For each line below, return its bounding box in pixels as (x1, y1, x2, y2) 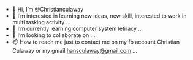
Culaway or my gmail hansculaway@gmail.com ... (12, 47, 138, 54)
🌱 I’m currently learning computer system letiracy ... (12, 25, 143, 32)
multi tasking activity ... (12, 19, 71, 25)
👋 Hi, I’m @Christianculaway (12, 6, 84, 13)
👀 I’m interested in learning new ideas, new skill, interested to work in (12, 12, 187, 19)
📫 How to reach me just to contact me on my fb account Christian (12, 38, 180, 45)
